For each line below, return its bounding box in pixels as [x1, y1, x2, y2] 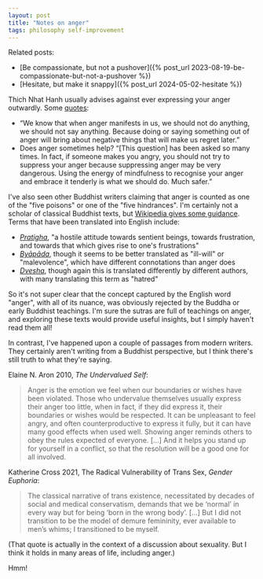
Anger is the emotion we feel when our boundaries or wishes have [27, 385, 243, 395]
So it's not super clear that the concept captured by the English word [8, 289, 232, 299]
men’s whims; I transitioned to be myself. [27, 525, 159, 534]
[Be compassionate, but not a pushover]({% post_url [19, 63, 190, 72]
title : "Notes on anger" [8, 19, 89, 27]
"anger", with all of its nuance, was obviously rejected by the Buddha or [8, 298, 239, 308]
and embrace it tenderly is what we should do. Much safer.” [19, 177, 213, 186]
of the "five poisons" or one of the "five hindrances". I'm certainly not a [8, 201, 239, 210]
